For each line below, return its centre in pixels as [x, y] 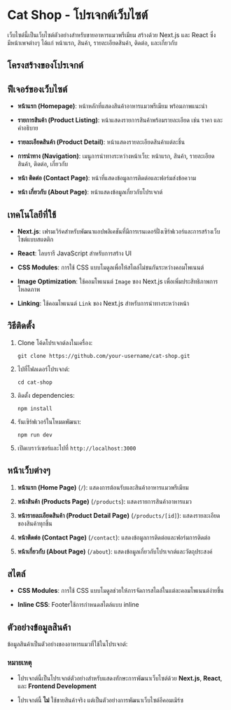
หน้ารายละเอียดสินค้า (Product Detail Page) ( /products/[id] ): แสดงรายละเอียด [119, 515]
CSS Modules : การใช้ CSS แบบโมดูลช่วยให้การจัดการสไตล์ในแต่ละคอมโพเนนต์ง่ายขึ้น [120, 591]
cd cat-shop [35, 382]
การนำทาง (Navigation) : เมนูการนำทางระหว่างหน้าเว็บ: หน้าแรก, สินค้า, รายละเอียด [116, 156]
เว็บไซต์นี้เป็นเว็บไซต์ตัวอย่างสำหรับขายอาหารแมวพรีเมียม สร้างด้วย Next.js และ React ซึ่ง [112, 34]
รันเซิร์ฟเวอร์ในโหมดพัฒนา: [49, 422]
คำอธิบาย [28, 128]
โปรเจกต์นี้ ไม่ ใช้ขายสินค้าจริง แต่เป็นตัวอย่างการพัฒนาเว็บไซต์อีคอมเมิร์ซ [100, 700]
